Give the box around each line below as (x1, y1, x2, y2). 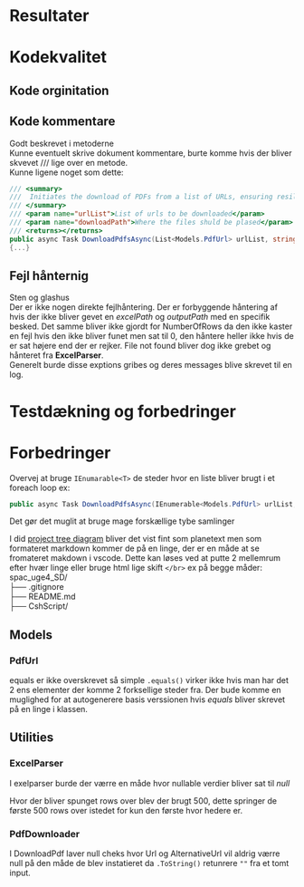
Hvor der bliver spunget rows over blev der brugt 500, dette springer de (9, 795, 278, 806)
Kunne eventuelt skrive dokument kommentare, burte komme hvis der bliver (9, 147, 292, 159)
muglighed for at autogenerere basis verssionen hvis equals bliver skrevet (9, 694, 286, 705)
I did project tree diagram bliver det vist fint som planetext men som (9, 534, 262, 545)
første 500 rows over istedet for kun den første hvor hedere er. (9, 805, 242, 815)
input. (9, 867, 32, 879)
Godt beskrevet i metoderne (9, 138, 115, 149)
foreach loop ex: (9, 482, 71, 493)
